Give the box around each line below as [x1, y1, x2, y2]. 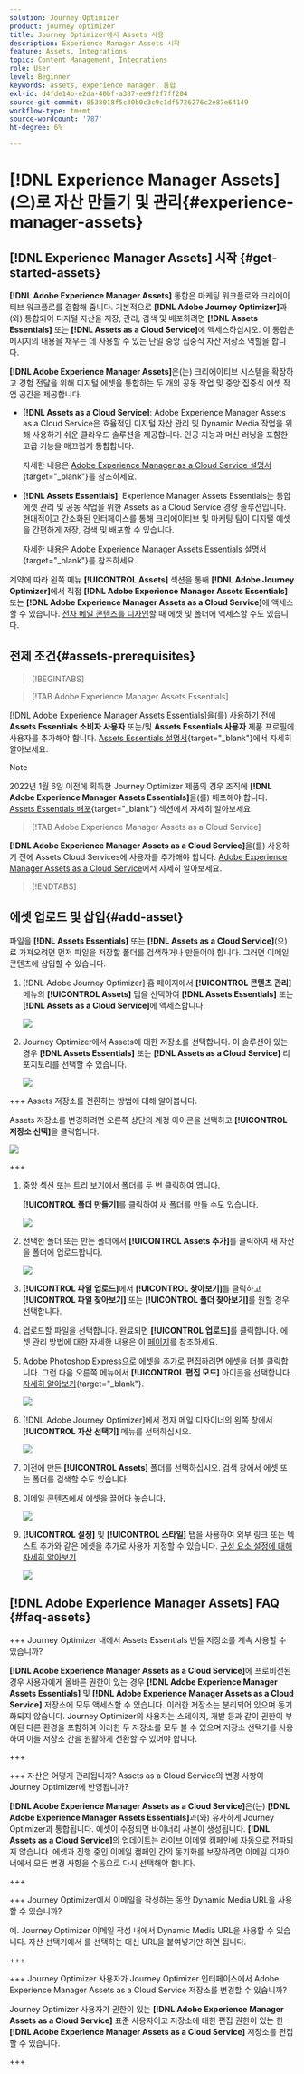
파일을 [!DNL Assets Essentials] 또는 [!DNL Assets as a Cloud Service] [9, 935, 275, 946]
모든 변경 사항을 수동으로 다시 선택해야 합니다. [33, 1857, 195, 1869]
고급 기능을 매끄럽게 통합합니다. [22, 441, 134, 451]
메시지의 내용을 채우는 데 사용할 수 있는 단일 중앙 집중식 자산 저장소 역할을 [9, 336, 270, 346]
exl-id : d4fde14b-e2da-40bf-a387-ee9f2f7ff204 [9, 89, 188, 98]
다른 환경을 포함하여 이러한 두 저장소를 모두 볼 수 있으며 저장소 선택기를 [25, 1722, 278, 1733]
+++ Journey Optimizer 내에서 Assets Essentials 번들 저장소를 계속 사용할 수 [9, 1635, 287, 1646]
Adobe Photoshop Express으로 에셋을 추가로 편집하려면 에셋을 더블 [22, 1355, 265, 1366]
